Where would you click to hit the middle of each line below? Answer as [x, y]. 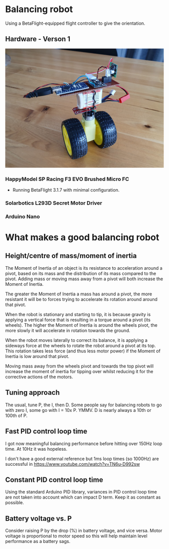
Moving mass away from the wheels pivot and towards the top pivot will [79, 366]
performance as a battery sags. [38, 541]
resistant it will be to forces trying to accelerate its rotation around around [81, 299]
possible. [15, 503]
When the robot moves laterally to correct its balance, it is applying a [76, 340]
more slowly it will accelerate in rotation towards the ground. [68, 330]
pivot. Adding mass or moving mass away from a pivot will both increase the [84, 279]
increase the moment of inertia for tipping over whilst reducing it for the [79, 371]
